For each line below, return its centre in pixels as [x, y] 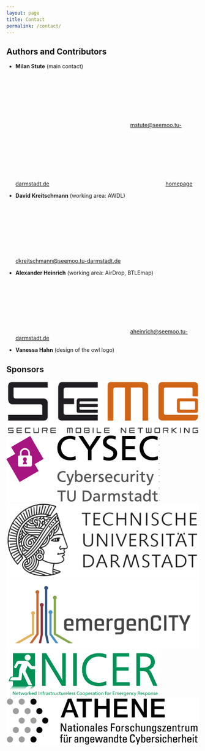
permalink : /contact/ [34, 26]
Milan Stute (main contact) [49, 66]
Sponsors [25, 369]
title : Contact [26, 19]
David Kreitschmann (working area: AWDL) [70, 196]
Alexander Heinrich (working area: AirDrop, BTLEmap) [84, 273]
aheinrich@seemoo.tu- [159, 332]
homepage [179, 184]
